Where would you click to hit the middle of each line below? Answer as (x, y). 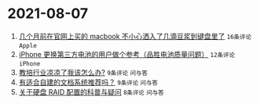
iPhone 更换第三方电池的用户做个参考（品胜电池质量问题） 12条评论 (127, 54)
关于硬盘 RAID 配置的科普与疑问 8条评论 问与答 (91, 91)
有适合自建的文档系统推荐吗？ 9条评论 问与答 (88, 82)
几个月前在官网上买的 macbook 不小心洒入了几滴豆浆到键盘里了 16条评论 (135, 36)
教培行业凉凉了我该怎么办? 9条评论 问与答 (83, 72)
